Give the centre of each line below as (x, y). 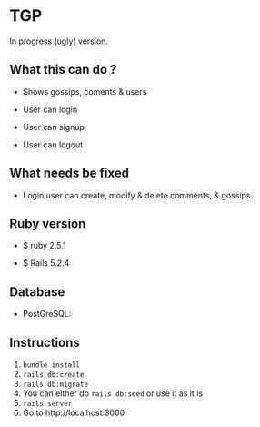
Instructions (45, 342)
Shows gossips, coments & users (85, 91)
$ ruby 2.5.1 (44, 246)
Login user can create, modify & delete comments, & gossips (136, 195)
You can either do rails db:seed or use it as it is (112, 393)
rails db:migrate (55, 384)
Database (37, 292)
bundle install (51, 365)
